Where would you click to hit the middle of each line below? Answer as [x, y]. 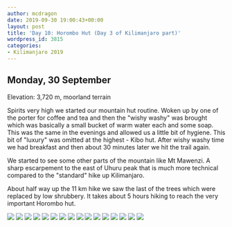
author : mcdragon [32, 13]
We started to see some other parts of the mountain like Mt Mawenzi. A [109, 161]
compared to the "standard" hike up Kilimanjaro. [76, 175]
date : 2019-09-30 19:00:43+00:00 [55, 20]
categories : [24, 46]
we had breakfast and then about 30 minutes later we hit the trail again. [109, 147]
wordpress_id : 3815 [35, 39]
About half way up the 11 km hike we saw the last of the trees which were [111, 188]
